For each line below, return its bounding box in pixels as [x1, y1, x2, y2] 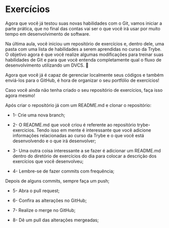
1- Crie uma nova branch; [12, 112, 66, 118]
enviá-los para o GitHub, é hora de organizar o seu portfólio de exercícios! [5, 77, 160, 83]
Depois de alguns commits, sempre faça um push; [5, 178, 109, 184]
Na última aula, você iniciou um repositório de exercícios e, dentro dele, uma [5, 40, 164, 46]
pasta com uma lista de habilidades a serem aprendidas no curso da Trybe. [5, 46, 162, 52]
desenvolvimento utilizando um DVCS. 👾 [5, 62, 89, 68]
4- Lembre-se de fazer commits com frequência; [12, 168, 115, 174]
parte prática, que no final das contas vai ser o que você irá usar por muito [5, 25, 160, 31]
